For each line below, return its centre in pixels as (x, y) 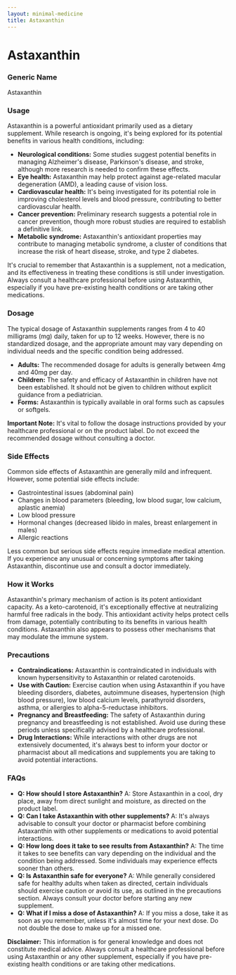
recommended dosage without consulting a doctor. (81, 438)
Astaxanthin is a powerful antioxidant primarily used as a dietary (100, 126)
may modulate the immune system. (58, 637)
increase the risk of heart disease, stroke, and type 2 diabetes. (108, 252)
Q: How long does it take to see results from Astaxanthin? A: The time (120, 846)
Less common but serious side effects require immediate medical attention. (116, 551)
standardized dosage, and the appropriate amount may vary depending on (115, 343)
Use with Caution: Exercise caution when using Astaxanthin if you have (121, 685)
